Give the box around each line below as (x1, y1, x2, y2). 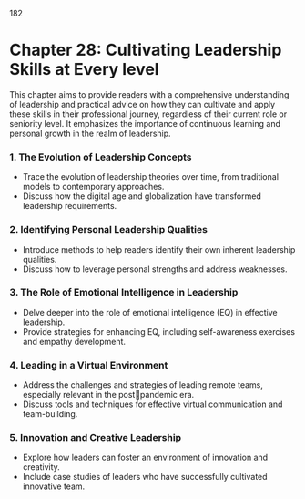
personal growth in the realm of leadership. (9, 128, 171, 139)
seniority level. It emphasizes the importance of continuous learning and (9, 118, 280, 129)
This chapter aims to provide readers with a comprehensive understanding (9, 88, 290, 99)
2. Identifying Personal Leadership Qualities (9, 224, 208, 236)
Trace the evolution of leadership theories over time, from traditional (22, 172, 280, 182)
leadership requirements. (22, 201, 117, 212)
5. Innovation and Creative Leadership (9, 431, 182, 444)
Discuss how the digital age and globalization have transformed (22, 191, 261, 202)
